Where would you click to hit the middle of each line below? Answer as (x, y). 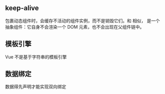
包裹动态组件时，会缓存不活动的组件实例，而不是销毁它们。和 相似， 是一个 (82, 21)
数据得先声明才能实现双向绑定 (36, 87)
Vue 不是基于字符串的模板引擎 (36, 57)
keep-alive (22, 8)
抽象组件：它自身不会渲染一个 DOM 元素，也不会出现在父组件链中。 (75, 27)
